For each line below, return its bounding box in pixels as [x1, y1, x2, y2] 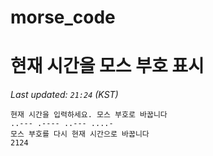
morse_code [10, 6, 116, 29]
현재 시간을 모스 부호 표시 [10, 55, 205, 78]
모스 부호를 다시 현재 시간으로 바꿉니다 [10, 129, 150, 140]
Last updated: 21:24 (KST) [10, 89, 119, 101]
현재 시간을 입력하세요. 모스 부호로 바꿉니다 [10, 110, 168, 120]
